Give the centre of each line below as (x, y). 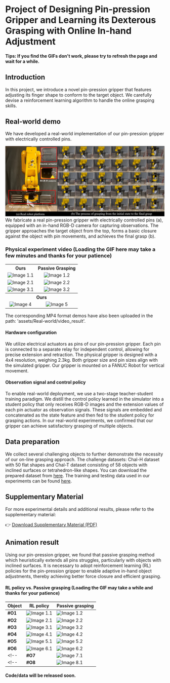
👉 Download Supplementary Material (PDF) (51, 524)
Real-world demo (33, 121)
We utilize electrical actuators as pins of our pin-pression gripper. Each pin (83, 344)
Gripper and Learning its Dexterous (81, 20)
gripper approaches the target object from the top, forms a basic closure (81, 231)
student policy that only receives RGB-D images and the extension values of (84, 404)
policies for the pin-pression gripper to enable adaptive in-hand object (78, 571)
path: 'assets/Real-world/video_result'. (46, 321)
